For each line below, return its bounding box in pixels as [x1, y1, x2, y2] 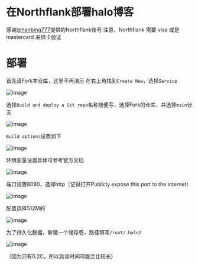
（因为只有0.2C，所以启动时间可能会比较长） [6, 253, 116, 260]
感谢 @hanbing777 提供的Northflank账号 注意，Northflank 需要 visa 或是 [6, 26, 180, 33]
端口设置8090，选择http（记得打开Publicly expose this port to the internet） [6, 180, 192, 188]
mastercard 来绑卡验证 [6, 33, 61, 40]
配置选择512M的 [6, 205, 46, 212]
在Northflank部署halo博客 [6, 5, 134, 19]
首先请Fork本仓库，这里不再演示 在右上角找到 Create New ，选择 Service [6, 77, 177, 84]
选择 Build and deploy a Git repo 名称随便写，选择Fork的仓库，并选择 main [6, 101, 187, 108]
